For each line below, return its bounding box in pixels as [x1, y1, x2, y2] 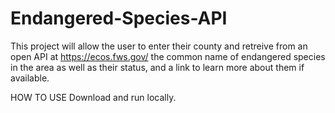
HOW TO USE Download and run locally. [10, 91, 177, 103]
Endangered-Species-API [10, 7, 228, 30]
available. [10, 72, 50, 84]
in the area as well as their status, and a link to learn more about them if [10, 61, 305, 73]
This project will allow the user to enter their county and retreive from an [10, 40, 308, 52]
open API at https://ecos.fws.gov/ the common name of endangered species [10, 50, 326, 62]
